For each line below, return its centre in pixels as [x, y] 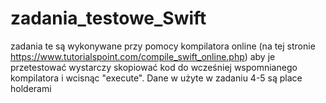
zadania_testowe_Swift [108, 18]
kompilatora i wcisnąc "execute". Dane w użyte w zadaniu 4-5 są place [156, 78]
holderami [31, 88]
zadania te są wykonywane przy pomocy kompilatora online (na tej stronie [163, 46]
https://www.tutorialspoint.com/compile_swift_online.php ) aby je [143, 56]
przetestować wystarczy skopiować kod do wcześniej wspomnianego [154, 67]
